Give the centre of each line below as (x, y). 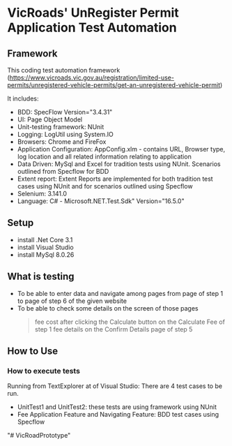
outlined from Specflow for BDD (63, 171)
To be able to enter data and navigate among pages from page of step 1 (120, 293)
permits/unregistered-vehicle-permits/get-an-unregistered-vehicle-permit (114, 85)
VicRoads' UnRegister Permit (93, 13)
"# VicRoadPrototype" (39, 436)
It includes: (23, 98)
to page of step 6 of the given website (72, 301)
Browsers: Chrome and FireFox (62, 142)
